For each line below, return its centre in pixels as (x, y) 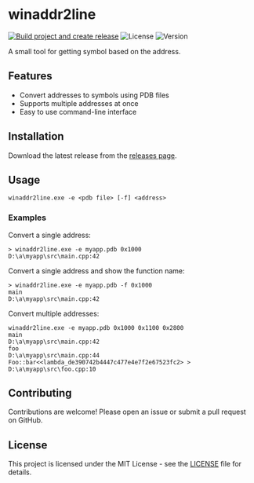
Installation (36, 136)
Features (30, 76)
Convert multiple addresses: (54, 313)
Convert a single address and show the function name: (97, 271)
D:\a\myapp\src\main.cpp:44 (54, 355)
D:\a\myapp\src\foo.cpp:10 (52, 369)
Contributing (40, 393)
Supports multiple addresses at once (79, 103)
